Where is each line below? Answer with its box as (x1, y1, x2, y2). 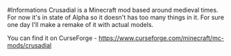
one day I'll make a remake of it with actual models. (7, 21, 154, 28)
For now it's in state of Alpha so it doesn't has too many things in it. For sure (7, 13, 224, 21)
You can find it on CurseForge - (7, 34, 97, 42)
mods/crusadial (7, 41, 52, 49)
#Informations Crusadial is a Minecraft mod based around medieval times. (7, 6, 219, 14)
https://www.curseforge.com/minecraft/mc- (98, 34, 224, 42)
